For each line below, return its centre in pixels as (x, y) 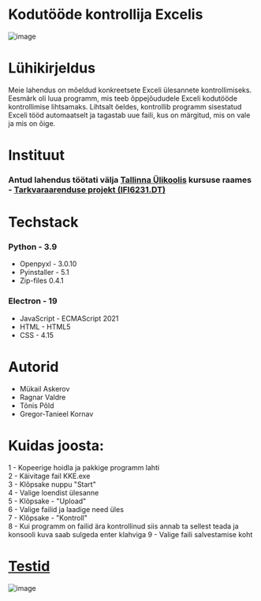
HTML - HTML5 (45, 326)
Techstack (43, 223)
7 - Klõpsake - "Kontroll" (48, 518)
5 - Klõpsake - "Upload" (47, 501)
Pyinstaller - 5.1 (44, 273)
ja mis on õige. (32, 123)
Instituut (37, 156)
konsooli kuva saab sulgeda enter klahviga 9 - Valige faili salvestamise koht (130, 534)
